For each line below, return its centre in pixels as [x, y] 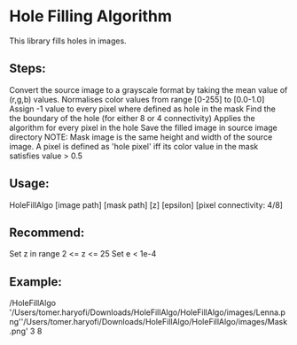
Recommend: [47, 232]
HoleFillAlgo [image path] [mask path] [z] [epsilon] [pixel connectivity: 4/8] [146, 204]
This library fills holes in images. [68, 41]
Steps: [27, 69]
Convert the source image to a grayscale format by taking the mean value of [148, 89]
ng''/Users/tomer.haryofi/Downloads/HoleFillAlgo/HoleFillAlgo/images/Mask [148, 322]
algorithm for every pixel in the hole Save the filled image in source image [143, 127]
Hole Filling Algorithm [91, 16]
